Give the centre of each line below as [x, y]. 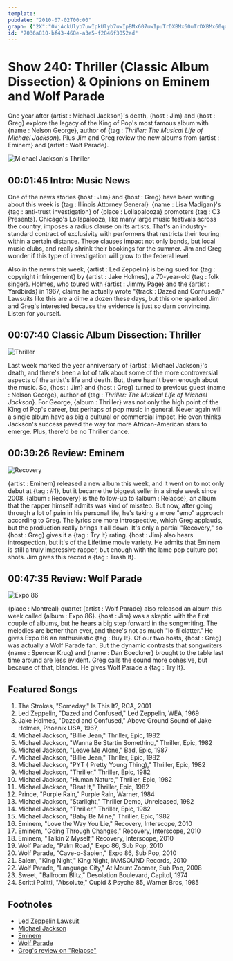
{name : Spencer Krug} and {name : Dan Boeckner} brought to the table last [116, 653]
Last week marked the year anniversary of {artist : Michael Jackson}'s [108, 365]
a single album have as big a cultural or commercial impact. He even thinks [114, 417]
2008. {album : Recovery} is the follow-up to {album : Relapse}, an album [112, 498]
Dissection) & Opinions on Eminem [109, 82]
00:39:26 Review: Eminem [66, 453]
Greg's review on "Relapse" [57, 951]
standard [21, 234]
